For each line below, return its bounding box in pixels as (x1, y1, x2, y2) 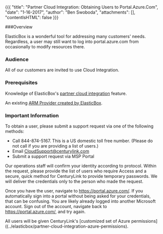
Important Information (5, 112, 59, 119)
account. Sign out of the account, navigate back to (5, 203, 107, 209)
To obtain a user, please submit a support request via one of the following (5, 123, 154, 129)
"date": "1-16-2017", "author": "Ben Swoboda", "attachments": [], (5, 9, 136, 15)
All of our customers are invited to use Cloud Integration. (5, 67, 119, 73)
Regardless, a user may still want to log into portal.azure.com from (5, 39, 139, 44)
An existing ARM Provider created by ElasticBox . (5, 100, 103, 106)
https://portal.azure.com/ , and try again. (5, 209, 86, 214)
